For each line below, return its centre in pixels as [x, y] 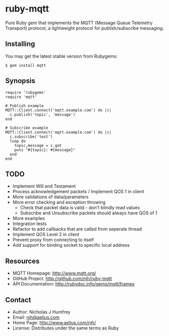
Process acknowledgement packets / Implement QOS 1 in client [78, 192]
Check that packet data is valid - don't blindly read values [80, 208]
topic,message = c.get [38, 145]
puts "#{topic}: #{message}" [45, 150]
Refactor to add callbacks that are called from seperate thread [77, 229]
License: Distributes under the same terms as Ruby [66, 328]
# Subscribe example [27, 128]
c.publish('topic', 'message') [43, 115]
